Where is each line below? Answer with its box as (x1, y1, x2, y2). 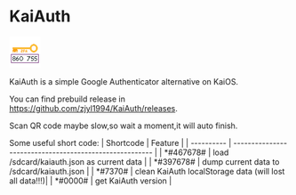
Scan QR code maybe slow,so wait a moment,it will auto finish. (9, 120, 238, 131)
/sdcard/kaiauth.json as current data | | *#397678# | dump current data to (9, 156, 280, 167)
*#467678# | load (164, 147, 229, 158)
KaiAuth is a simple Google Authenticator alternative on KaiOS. (9, 76, 238, 86)
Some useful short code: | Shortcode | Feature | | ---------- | (9, 137, 232, 148)
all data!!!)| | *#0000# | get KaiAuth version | (9, 175, 172, 186)
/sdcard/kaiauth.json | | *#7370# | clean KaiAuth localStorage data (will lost (9, 166, 285, 176)
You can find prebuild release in (9, 93, 126, 104)
